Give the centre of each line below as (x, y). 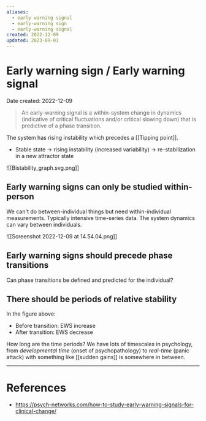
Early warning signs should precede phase (90, 256)
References (36, 388)
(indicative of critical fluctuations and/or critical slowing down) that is (109, 119)
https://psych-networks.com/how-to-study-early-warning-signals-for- (105, 404)
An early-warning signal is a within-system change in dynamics (101, 112)
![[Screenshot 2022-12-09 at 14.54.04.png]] (62, 236)
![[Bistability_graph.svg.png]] (43, 168)
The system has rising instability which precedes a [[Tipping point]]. (93, 137)
